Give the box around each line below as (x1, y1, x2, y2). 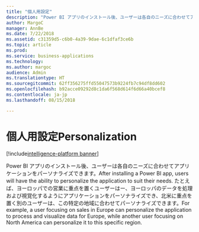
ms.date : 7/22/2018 (6, 31, 54, 37)
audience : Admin (6, 70, 46, 76)
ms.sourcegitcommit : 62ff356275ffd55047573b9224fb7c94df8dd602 (6, 81, 166, 87)
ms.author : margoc (6, 64, 52, 70)
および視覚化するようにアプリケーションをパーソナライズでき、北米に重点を (6, 192, 192, 199)
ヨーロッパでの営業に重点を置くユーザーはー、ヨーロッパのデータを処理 (16, 184, 193, 192)
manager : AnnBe (6, 25, 44, 32)
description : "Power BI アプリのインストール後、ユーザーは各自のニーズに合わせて (6, 14, 191, 20)
